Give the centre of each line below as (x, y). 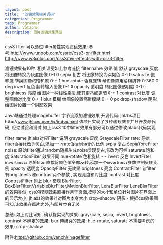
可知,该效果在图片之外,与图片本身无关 (43, 204)
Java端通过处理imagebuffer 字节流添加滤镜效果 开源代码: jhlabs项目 (73, 115)
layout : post (18, 10)
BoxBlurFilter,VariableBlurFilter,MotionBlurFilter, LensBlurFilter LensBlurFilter (81, 186)
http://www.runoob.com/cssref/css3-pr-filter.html (60, 53)
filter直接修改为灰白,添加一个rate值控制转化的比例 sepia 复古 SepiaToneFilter (81, 144)
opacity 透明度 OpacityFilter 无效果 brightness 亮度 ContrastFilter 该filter (83, 168)
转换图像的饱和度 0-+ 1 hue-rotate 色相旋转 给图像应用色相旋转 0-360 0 (86, 81)
